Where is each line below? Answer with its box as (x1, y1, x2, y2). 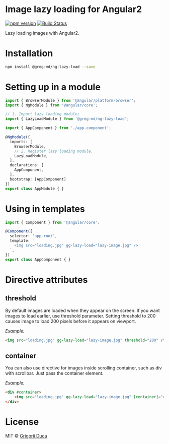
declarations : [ (10, 163, 44, 168)
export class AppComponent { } (5, 257, 71, 262)
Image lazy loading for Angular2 (5, 4, 142, 15)
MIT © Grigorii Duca (5, 432, 47, 439)
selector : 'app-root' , (10, 233, 57, 239)
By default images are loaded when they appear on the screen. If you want (5, 307, 160, 313)
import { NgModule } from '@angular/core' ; (5, 102, 98, 108)
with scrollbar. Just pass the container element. (5, 370, 104, 376)
